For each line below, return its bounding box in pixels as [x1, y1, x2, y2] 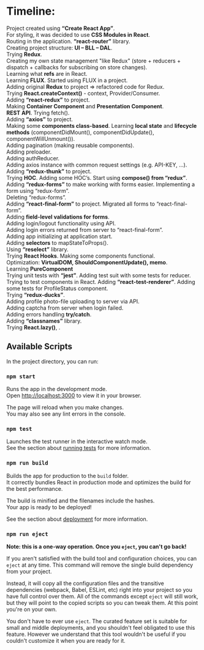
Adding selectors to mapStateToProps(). [6, 239, 109, 246]
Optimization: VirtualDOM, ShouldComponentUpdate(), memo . [6, 258, 168, 266]
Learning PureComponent [6, 265, 74, 272]
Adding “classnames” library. [6, 317, 82, 324]
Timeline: [6, 4, 56, 18]
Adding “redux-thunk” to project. [6, 167, 92, 175]
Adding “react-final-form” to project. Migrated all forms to [6, 200, 155, 207]
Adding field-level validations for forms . [6, 213, 110, 220]
